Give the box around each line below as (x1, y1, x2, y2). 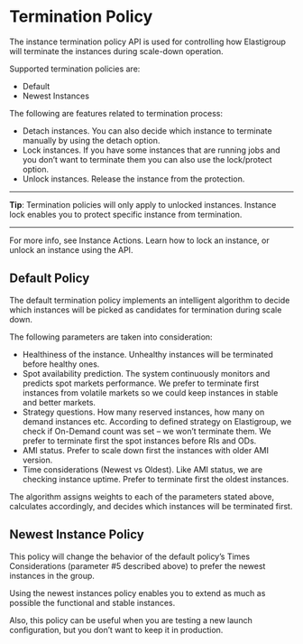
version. (22, 454, 53, 465)
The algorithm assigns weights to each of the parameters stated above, (9, 490, 275, 502)
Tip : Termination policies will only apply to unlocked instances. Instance (9, 199, 277, 210)
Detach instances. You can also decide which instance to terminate (22, 125, 272, 136)
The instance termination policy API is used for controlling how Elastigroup (9, 36, 287, 47)
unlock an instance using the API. (9, 244, 133, 255)
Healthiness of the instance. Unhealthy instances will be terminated (22, 349, 273, 359)
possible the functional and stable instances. (9, 597, 176, 608)
